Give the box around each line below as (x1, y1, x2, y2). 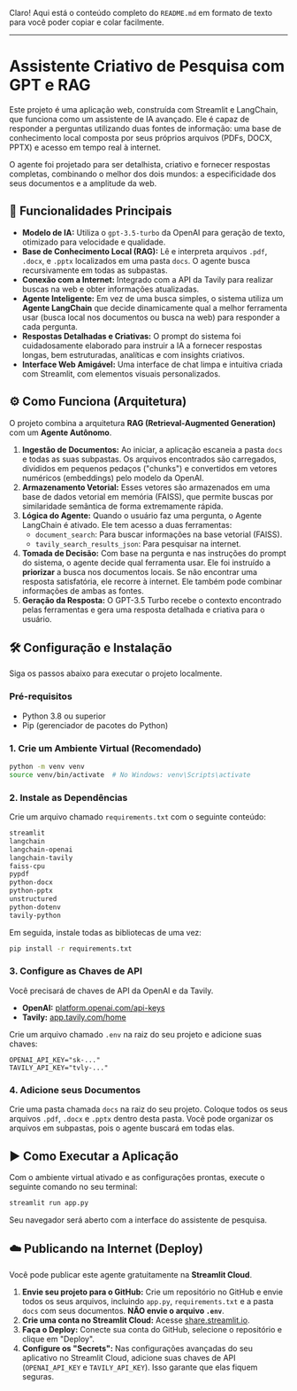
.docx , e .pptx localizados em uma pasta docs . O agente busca (21, 255, 250, 266)
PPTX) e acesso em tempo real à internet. (9, 142, 162, 152)
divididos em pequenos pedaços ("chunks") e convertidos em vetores (21, 462, 278, 473)
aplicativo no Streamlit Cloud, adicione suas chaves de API (21, 1352, 236, 1363)
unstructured (9, 895, 57, 904)
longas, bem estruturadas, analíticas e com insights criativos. (21, 349, 245, 360)
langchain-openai (9, 845, 73, 854)
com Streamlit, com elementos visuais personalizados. (21, 368, 221, 379)
